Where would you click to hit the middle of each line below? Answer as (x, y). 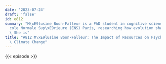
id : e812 (14, 19)
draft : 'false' (21, 14)
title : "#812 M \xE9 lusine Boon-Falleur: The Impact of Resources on (77, 38)
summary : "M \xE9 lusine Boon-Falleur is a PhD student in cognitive (76, 24)
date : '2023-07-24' (25, 10)
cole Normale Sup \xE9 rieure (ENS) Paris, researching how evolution (82, 28)
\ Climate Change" (29, 42)
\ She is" (20, 33)
